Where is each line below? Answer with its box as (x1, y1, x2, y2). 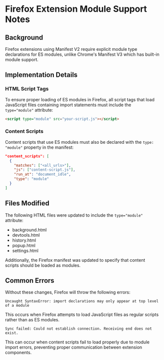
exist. (5, 331, 19, 336)
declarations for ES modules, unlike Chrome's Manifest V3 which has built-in (5, 51, 160, 57)
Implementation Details (5, 71, 78, 79)
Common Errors (5, 276, 55, 285)
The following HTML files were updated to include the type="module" (5, 212, 143, 218)
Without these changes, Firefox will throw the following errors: (5, 290, 131, 295)
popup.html (12, 242, 36, 248)
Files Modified (5, 199, 50, 207)
